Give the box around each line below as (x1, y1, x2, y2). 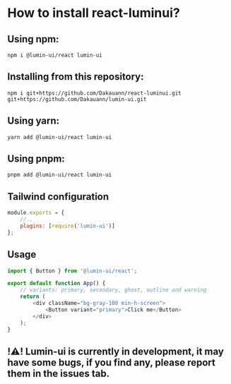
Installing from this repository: (7, 71, 144, 83)
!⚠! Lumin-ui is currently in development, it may (7, 345, 224, 357)
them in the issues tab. (7, 367, 110, 379)
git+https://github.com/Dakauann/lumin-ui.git (7, 95, 147, 103)
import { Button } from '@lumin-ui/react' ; (7, 267, 138, 275)
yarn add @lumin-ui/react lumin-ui (7, 133, 112, 140)
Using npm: (7, 33, 59, 45)
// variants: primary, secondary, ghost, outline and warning (20, 287, 207, 294)
